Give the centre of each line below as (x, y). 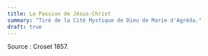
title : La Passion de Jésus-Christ (59, 14)
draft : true (25, 27)
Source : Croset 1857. (38, 47)
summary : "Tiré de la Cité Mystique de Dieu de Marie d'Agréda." (104, 20)
